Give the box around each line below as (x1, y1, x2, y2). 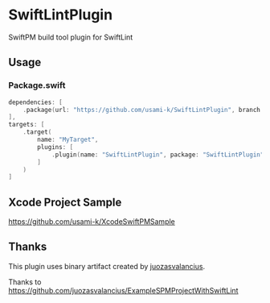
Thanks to (8, 276, 42, 287)
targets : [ (8, 121, 45, 129)
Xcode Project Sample (8, 195, 122, 209)
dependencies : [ (8, 98, 63, 106)
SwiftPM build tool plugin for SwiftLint (8, 32, 133, 42)
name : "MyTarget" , (37, 135, 99, 143)
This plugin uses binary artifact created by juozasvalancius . (8, 261, 206, 271)
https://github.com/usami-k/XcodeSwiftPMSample (8, 217, 175, 226)
